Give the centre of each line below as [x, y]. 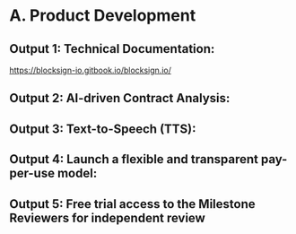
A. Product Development [103, 16]
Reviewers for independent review [108, 217]
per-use [32, 173]
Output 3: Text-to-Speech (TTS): [103, 129]
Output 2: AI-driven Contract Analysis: [120, 98]
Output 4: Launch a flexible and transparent [134, 159]
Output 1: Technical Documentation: [112, 49]
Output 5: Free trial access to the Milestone [132, 204]
